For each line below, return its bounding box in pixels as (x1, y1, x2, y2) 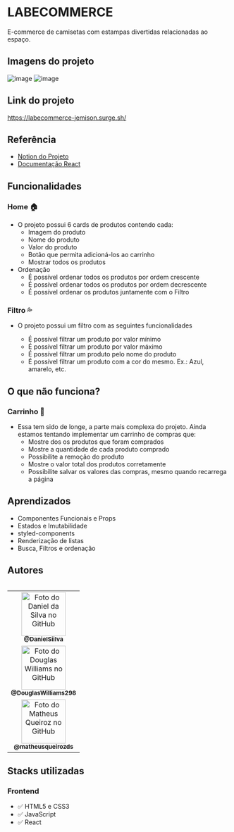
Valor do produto (27, 243, 78, 252)
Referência (7, 133, 56, 145)
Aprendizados (7, 495, 71, 507)
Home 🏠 (7, 201, 39, 211)
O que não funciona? (7, 385, 101, 397)
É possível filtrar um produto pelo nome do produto (27, 350, 177, 359)
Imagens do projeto (7, 56, 94, 68)
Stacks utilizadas (7, 765, 85, 777)
